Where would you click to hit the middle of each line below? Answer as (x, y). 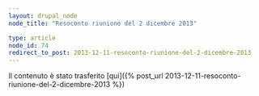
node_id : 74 (28, 45)
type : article (32, 38)
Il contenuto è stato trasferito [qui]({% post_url (86, 76)
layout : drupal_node (43, 16)
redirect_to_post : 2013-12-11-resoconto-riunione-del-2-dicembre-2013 (130, 53)
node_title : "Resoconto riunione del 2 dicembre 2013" (103, 23)
